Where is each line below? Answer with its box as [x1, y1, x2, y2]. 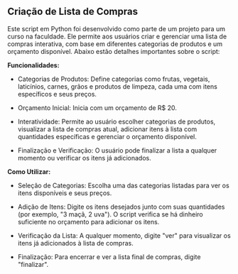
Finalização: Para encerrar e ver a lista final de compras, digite [17, 252, 201, 261]
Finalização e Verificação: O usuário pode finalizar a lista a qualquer [17, 146, 217, 155]
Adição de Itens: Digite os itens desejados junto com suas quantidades [17, 202, 225, 211]
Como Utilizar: [7, 167, 51, 176]
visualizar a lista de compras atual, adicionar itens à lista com [17, 124, 198, 133]
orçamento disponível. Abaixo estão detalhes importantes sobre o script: [7, 47, 220, 55]
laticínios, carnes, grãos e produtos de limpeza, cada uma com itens [17, 82, 218, 91]
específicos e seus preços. [17, 89, 97, 98]
